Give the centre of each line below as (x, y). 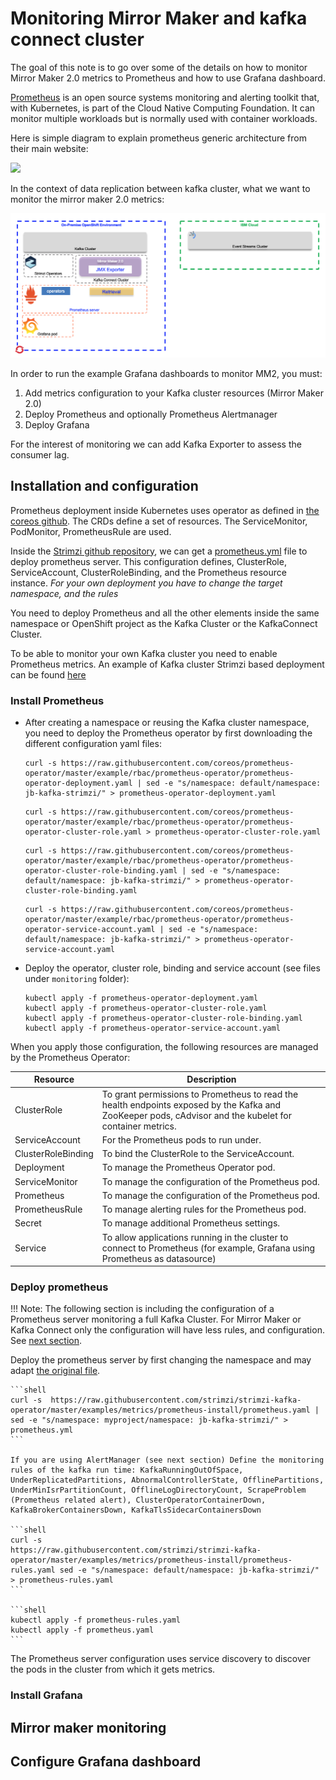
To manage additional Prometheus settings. (191, 1223)
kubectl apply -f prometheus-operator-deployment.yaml (141, 998)
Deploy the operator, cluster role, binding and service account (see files (172, 968)
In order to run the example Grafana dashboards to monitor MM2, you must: (166, 373)
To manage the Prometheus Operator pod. (188, 1168)
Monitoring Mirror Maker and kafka (159, 18)
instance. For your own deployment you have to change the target (146, 583)
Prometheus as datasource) (159, 1258)
